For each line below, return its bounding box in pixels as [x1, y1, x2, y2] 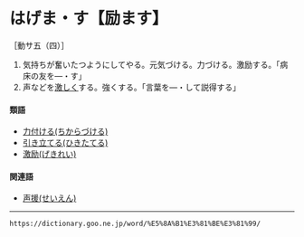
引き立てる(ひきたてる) [22, 137, 109, 148]
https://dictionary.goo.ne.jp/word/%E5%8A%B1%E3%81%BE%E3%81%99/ [9, 219, 261, 229]
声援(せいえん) [22, 193, 77, 204]
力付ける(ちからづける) [22, 126, 109, 137]
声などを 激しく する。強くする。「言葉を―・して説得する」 [22, 81, 242, 92]
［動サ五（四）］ [9, 40, 70, 51]
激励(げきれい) [22, 148, 77, 159]
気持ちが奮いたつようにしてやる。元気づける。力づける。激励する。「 [22, 59, 280, 70]
